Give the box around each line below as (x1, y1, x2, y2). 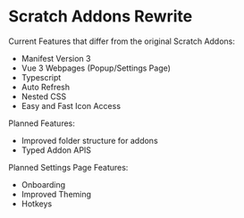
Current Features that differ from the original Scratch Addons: (8, 36, 236, 46)
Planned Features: (8, 118, 75, 129)
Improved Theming (21, 189, 91, 199)
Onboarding (21, 179, 66, 189)
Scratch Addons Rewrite (8, 6, 193, 27)
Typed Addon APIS (21, 145, 91, 155)
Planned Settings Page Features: (8, 162, 129, 172)
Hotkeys (21, 198, 53, 209)
